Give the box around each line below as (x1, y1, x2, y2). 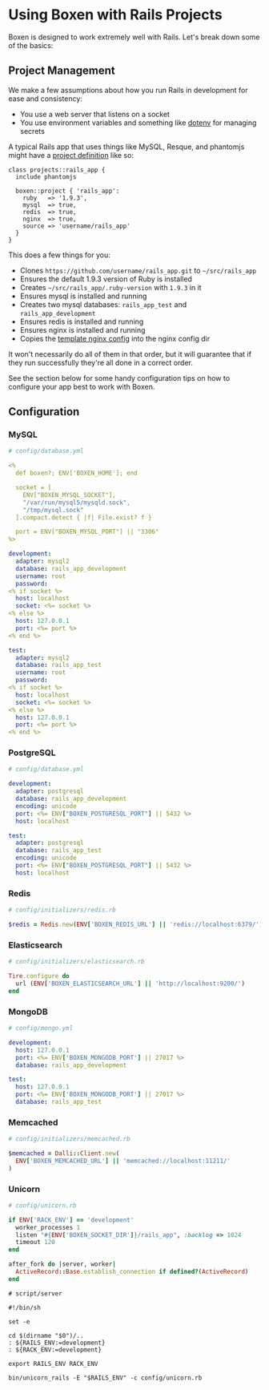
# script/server (8, 1289, 62, 1298)
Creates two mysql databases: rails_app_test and (19, 299, 187, 309)
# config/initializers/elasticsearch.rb (8, 958, 146, 966)
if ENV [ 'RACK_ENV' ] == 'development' (8, 1216, 134, 1224)
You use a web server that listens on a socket (19, 109, 171, 119)
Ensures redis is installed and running (19, 317, 144, 326)
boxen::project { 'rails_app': (15, 187, 120, 195)
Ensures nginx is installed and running (19, 325, 146, 334)
